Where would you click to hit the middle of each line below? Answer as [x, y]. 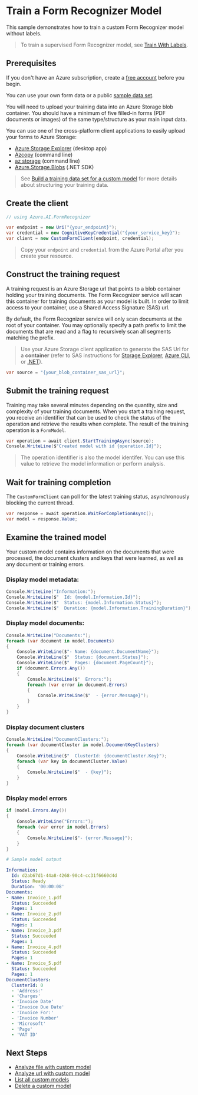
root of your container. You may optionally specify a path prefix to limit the [96, 325]
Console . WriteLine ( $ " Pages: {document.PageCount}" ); [85, 663]
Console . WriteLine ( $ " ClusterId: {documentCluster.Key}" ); [92, 756]
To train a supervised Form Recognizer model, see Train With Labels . [104, 45]
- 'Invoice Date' [33, 1002]
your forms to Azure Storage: [42, 137]
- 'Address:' [27, 991]
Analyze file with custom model [53, 1067]
